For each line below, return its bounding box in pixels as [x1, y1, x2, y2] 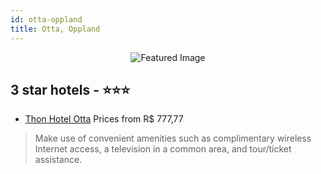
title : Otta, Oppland [10, 24, 101, 34]
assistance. [34, 154, 83, 166]
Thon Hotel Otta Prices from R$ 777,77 [24, 113, 184, 125]
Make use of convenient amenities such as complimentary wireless [34, 132, 312, 145]
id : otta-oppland [10, 14, 83, 25]
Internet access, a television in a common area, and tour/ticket [34, 143, 292, 155]
